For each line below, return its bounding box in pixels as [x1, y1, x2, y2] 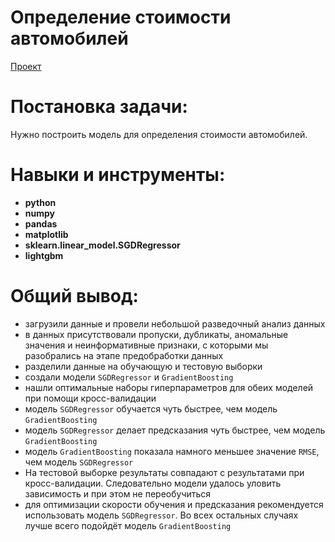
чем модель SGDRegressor [24, 456, 134, 468]
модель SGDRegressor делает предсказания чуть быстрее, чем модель [24, 424, 326, 436]
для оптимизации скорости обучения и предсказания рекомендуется [24, 498, 324, 510]
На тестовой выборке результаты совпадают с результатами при [24, 466, 305, 478]
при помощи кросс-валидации [24, 392, 157, 404]
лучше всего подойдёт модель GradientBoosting [24, 519, 232, 531]
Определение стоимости [10, 6, 232, 29]
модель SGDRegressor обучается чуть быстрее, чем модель [24, 402, 278, 415]
